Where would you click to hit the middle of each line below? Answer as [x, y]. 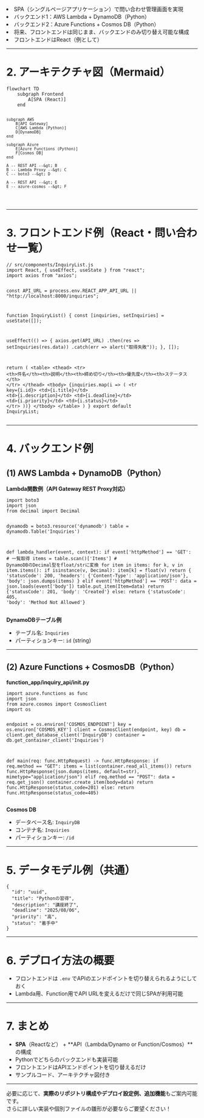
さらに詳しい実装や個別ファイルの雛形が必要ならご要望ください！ [89, 1109]
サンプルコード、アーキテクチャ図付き [63, 1075]
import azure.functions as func [47, 693]
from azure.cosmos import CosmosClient [57, 704]
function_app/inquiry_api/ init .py [48, 682]
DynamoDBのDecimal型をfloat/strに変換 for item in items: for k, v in [95, 565]
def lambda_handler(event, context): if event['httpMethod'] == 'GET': [99, 552]
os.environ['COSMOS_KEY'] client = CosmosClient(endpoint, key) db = [96, 730]
